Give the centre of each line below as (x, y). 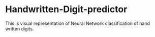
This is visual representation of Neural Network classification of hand (77, 23)
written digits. (20, 28)
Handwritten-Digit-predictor (66, 9)
